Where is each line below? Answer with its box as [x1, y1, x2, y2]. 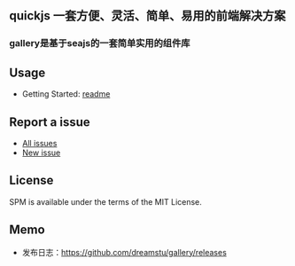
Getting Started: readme [21, 89, 111, 99]
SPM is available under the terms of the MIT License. [9, 196, 202, 207]
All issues [21, 137, 58, 148]
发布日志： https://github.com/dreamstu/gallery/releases [21, 246, 228, 257]
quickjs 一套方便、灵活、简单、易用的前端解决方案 [9, 8, 286, 24]
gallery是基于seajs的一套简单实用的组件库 [9, 37, 190, 50]
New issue [21, 147, 61, 158]
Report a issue [9, 114, 90, 129]
